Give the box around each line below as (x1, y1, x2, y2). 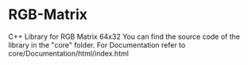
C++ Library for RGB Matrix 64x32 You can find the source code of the (8, 32, 241, 41)
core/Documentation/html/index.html (8, 48, 130, 58)
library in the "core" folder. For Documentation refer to (8, 40, 186, 49)
